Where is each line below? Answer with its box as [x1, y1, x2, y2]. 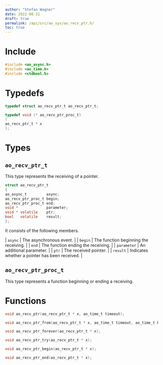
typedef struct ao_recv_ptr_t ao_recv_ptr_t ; [5, 104, 98, 108]
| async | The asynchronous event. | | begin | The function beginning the [5, 237, 148, 243]
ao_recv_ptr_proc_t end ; [5, 201, 55, 206]
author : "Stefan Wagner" [5, 7, 55, 12]
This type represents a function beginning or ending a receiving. [5, 278, 134, 284]
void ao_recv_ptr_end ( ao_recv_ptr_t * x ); [5, 355, 92, 360]
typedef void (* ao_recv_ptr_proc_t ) [5, 112, 81, 117]
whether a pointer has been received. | [5, 252, 82, 258]
